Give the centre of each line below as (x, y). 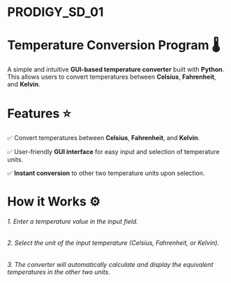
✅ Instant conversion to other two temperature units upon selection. (106, 173)
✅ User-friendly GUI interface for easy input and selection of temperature (113, 152)
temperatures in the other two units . (59, 272)
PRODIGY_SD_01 (55, 12)
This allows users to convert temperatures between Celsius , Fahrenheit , (112, 77)
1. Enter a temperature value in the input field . (73, 221)
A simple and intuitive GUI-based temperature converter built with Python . (116, 70)
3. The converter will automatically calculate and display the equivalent (110, 265)
